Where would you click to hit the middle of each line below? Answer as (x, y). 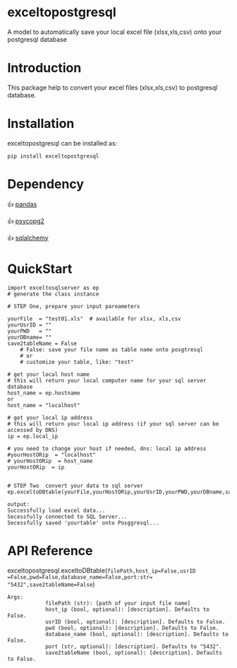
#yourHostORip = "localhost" (52, 455)
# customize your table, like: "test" (77, 362)
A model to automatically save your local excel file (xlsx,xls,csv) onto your (115, 32)
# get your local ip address (50, 418)
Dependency (46, 184)
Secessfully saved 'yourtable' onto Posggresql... (83, 523)
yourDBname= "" (30, 337)
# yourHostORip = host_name (50, 461)
